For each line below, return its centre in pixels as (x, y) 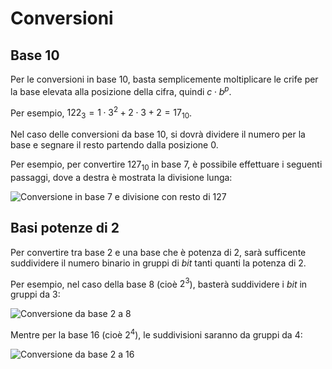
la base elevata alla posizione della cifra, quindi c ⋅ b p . (121, 90)
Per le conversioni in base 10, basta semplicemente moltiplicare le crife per (164, 79)
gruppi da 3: (35, 294)
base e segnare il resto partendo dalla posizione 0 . (114, 145)
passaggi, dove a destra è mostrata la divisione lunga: (121, 177)
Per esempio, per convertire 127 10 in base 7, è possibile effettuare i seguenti (166, 165)
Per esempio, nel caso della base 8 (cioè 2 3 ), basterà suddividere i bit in (159, 283)
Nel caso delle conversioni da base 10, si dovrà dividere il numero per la (158, 134)
